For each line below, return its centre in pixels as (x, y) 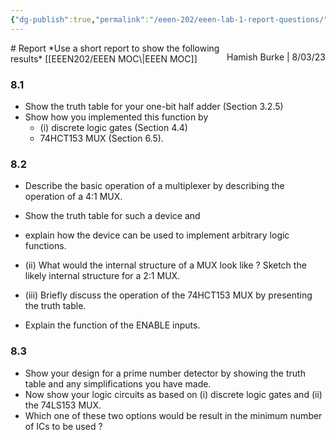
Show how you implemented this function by (116, 117)
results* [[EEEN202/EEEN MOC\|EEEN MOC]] (104, 58)
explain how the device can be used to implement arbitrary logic (157, 235)
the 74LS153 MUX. (63, 405)
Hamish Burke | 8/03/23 (276, 57)
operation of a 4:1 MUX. (73, 197)
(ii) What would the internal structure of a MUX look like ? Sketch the (165, 265)
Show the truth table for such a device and (112, 216)
